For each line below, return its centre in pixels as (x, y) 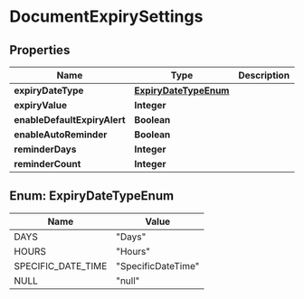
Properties (40, 50)
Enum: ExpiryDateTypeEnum (92, 196)
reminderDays (45, 149)
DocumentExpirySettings (106, 17)
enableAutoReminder (61, 135)
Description (264, 75)
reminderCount (47, 164)
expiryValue (41, 105)
